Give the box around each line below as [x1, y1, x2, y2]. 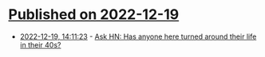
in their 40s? [19, 40, 61, 49]
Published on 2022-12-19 [8, 6, 180, 24]
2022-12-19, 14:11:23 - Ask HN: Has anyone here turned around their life [19, 32, 257, 41]
